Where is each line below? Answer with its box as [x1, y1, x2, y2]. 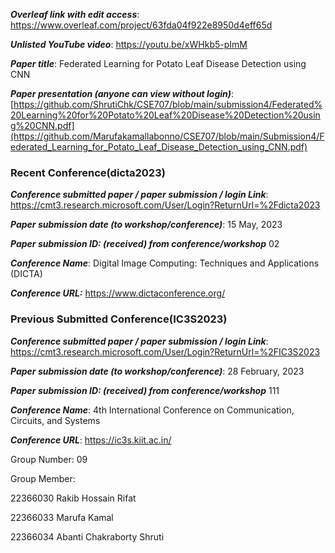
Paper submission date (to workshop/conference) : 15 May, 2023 [10, 219, 283, 231]
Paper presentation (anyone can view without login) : [10, 88, 235, 99]
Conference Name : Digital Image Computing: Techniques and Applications [10, 257, 320, 269]
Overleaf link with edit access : [10, 9, 140, 20]
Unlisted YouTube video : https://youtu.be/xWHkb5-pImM [10, 39, 248, 50]
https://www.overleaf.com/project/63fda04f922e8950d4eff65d [10, 19, 273, 31]
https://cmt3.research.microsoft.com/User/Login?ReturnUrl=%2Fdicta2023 [10, 199, 321, 211]
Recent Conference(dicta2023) [10, 165, 166, 179]
